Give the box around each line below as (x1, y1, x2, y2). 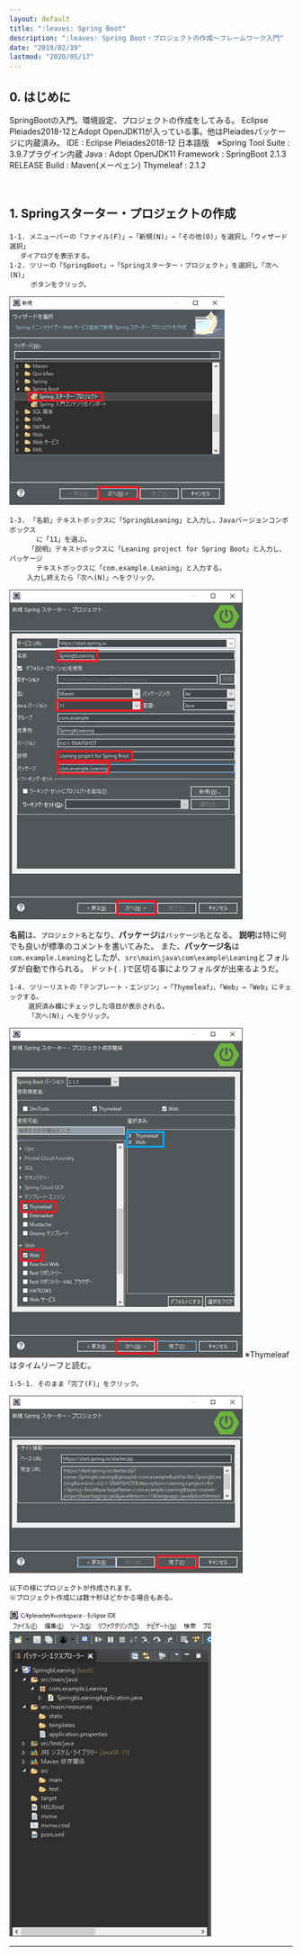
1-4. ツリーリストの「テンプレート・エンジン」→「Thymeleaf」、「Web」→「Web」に (9, 982, 279, 992)
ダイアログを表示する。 (20, 251, 94, 260)
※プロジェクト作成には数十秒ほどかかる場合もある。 (9, 1593, 177, 1602)
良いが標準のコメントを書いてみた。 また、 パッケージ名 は (24, 941, 240, 951)
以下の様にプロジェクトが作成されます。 (9, 1583, 137, 1592)
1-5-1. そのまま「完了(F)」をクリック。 (9, 1379, 144, 1388)
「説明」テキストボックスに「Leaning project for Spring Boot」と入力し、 (28, 545, 287, 554)
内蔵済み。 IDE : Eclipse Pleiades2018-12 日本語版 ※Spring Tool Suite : (24, 137, 290, 148)
